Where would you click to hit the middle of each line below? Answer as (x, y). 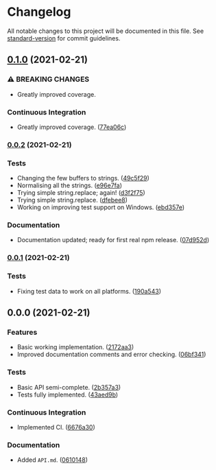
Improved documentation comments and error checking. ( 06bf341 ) (111, 355)
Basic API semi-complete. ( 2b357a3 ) (69, 387)
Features (22, 332)
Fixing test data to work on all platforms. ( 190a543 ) (89, 291)
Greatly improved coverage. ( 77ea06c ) (72, 127)
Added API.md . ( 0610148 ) (52, 460)
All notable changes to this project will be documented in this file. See (106, 31)
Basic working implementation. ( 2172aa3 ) (75, 347)
